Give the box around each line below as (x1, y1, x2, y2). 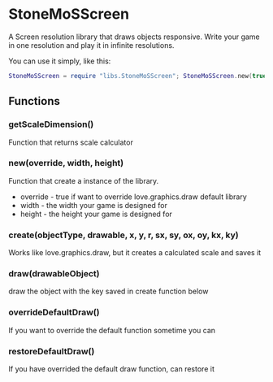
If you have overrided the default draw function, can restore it (8, 363, 215, 374)
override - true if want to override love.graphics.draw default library (19, 192, 248, 202)
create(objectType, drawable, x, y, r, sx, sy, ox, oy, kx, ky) (8, 229, 239, 241)
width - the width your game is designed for (19, 200, 168, 210)
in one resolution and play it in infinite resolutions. (8, 40, 175, 50)
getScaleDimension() (8, 119, 94, 130)
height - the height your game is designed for (19, 209, 173, 219)
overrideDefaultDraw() (8, 306, 100, 318)
